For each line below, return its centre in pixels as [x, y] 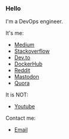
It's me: [15, 33]
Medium [24, 45]
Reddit [22, 70]
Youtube [24, 107]
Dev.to [22, 58]
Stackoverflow [32, 51]
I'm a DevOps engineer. [34, 22]
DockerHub [28, 64]
